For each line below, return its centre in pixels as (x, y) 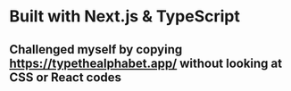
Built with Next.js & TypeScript (125, 17)
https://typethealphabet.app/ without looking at (146, 63)
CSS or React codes (66, 77)
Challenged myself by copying (96, 50)
